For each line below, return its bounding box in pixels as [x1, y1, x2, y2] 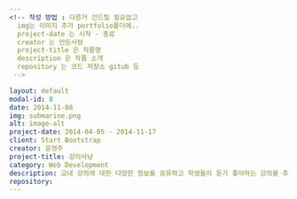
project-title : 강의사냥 [9, 152, 94, 161]
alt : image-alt [9, 119, 66, 128]
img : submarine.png [9, 111, 82, 120]
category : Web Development [9, 160, 109, 169]
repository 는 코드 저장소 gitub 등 [17, 63, 140, 72]
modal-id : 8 [9, 95, 53, 103]
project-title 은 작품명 [17, 46, 102, 55]
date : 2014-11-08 [9, 103, 74, 111]
